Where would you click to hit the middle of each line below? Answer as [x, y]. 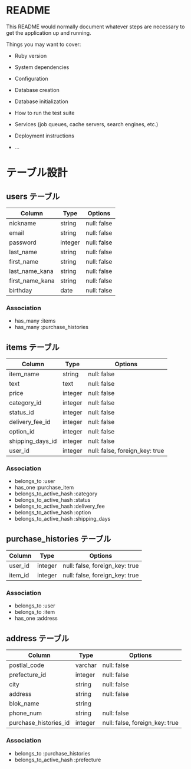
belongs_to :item [35, 612]
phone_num [26, 713]
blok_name [24, 704]
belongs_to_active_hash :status [52, 500]
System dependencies [42, 67]
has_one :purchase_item [44, 488]
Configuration [31, 78]
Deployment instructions [45, 136]
